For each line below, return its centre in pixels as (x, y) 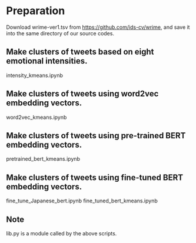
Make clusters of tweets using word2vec (82, 94)
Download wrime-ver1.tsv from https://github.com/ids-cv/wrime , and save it (98, 27)
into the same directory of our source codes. (60, 33)
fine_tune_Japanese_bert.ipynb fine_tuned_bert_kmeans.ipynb (82, 201)
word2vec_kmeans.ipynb (36, 117)
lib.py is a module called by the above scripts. (62, 233)
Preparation (36, 11)
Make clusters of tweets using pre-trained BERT (96, 136)
